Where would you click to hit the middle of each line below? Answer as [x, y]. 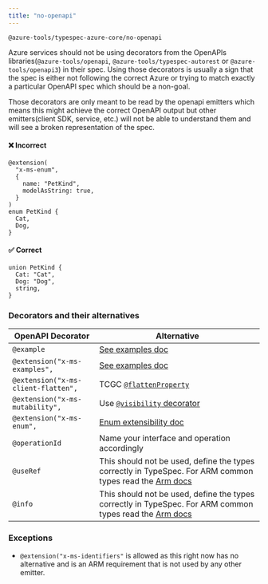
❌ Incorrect [28, 145]
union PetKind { [35, 268]
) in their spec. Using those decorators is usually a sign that [156, 69]
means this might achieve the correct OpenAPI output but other [112, 110]
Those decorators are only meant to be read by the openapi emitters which [132, 101]
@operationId [37, 443]
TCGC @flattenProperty [144, 385]
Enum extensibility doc [142, 422]
